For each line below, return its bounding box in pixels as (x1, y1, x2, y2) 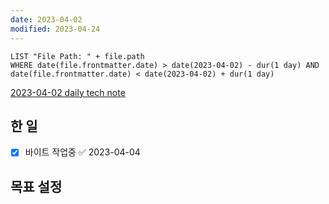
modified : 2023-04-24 (10, 24, 101, 34)
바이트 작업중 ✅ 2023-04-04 (24, 146, 141, 158)
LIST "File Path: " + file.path (10, 51, 145, 61)
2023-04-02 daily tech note (10, 86, 126, 98)
